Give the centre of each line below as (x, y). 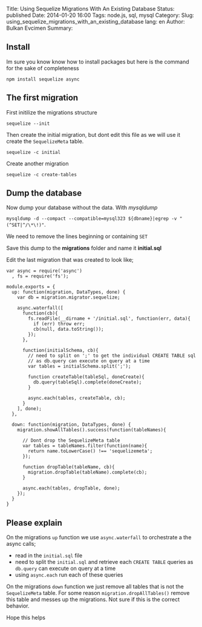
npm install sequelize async (43, 79)
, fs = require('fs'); (40, 276)
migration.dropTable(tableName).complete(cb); (88, 473)
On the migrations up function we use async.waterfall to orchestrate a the (99, 537)
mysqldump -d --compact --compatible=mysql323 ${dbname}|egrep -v (92, 219)
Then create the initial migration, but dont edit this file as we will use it (93, 134)
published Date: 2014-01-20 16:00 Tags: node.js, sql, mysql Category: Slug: (100, 15)
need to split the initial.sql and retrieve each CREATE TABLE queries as (104, 562)
